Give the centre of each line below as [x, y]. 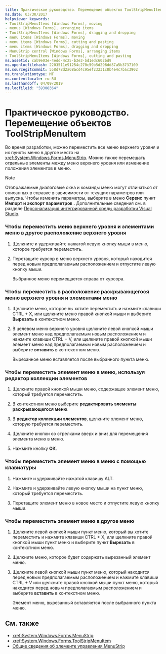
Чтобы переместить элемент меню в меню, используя [75, 372]
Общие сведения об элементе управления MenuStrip [68, 646]
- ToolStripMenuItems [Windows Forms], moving [54, 24]
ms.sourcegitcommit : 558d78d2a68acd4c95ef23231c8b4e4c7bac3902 [72, 70]
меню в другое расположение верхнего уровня [66, 233]
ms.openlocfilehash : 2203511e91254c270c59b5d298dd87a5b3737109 [72, 65]
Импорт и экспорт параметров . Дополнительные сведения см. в [75, 203]
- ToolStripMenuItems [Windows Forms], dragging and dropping [70, 33]
